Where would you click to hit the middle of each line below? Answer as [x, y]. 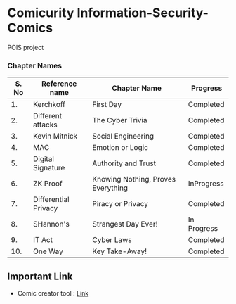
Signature [49, 168]
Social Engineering [123, 137]
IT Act [43, 240]
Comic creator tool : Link [53, 293]
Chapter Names [35, 65]
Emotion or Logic [120, 148]
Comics [30, 28]
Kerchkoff [49, 105]
